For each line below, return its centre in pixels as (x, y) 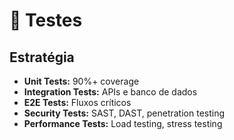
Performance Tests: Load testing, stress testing (123, 123)
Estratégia (42, 57)
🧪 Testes (46, 20)
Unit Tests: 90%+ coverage (81, 81)
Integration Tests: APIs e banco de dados (110, 92)
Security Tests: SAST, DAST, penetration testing (124, 113)
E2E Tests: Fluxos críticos (77, 102)
